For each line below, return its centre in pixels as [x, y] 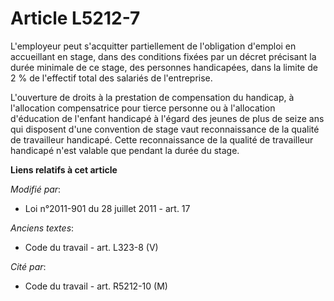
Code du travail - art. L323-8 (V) [91, 247]
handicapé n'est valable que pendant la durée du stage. [125, 150]
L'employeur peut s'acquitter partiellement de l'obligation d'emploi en [153, 46]
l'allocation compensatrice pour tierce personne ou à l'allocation [143, 108]
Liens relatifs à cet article [64, 169]
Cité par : [28, 266]
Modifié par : [36, 189]
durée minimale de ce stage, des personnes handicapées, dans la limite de [164, 67]
